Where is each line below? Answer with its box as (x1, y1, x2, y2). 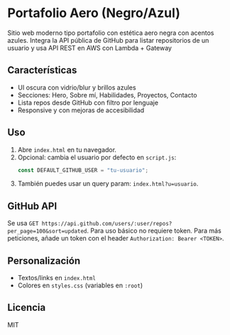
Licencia (7, 302, 46, 314)
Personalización (7, 255, 81, 267)
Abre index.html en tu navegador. (17, 145, 117, 154)
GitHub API (7, 200, 57, 212)
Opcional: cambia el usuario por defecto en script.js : (17, 153, 177, 161)
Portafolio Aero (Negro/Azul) (7, 5, 181, 21)
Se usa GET (7, 219, 39, 228)
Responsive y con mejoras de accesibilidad (17, 105, 145, 115)
